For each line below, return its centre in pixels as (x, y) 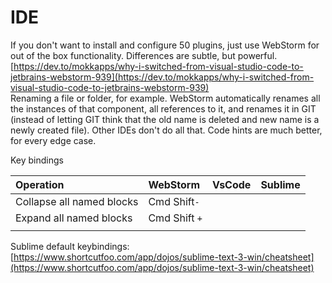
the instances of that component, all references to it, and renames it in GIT (163, 108)
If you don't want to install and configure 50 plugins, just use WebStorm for (165, 45)
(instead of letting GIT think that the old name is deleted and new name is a (165, 119)
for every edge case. (53, 140)
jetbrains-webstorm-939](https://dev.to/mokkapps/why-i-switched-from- (162, 77)
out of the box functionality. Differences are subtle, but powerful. (144, 55)
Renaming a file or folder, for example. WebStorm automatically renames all (165, 98)
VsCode (231, 184)
